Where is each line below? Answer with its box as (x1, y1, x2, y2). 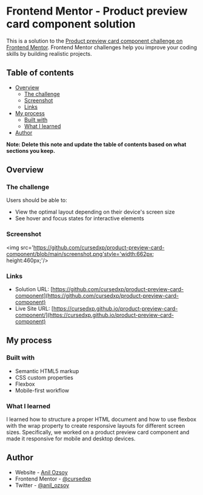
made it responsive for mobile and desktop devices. (6, 435, 136, 442)
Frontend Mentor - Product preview (6, 4, 188, 18)
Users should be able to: (6, 197, 68, 204)
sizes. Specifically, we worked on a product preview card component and (6, 429, 190, 436)
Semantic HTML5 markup (15, 367, 79, 374)
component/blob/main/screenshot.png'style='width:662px (6, 250, 153, 257)
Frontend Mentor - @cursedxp (15, 475, 92, 482)
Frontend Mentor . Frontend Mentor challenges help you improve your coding (6, 44, 198, 51)
